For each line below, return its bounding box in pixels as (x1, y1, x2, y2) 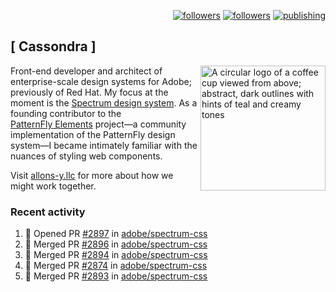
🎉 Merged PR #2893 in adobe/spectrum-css (24, 270, 208, 282)
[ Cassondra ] (10, 38, 97, 55)
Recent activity (10, 205, 86, 219)
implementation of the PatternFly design (10, 128, 176, 140)
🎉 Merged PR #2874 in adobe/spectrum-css (24, 260, 208, 272)
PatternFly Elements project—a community (10, 118, 187, 130)
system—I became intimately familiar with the (10, 139, 198, 151)
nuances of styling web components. (10, 150, 163, 162)
